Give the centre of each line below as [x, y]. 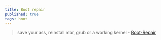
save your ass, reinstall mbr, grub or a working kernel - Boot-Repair [86, 33]
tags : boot [16, 19]
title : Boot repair [25, 10]
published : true [22, 14]
